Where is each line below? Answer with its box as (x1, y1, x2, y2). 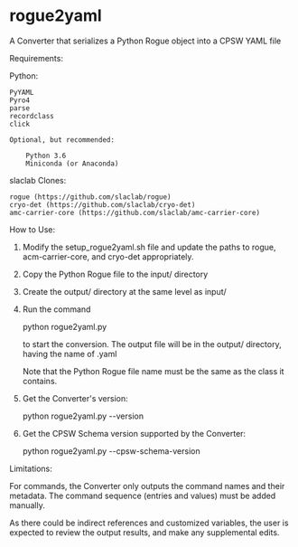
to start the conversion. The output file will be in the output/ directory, (22, 338, 282, 349)
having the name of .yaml (22, 348, 117, 359)
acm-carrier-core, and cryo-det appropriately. (22, 250, 194, 262)
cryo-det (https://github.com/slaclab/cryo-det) (9, 200, 196, 209)
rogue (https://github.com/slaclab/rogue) (9, 192, 172, 202)
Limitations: (9, 463, 52, 474)
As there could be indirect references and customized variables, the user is (9, 517, 289, 528)
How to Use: (9, 223, 56, 235)
